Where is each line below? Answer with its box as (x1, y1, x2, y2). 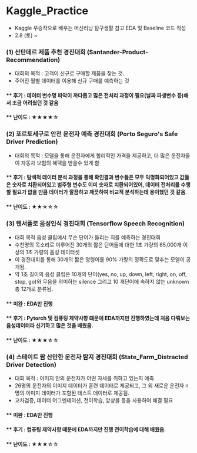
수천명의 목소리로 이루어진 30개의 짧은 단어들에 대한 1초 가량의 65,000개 (14, 241, 182, 248)
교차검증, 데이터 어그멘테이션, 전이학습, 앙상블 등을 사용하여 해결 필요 (14, 397, 173, 404)
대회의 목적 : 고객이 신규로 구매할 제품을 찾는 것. (14, 70, 125, 77)
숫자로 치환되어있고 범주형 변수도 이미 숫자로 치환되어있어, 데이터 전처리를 (12, 181, 181, 188)
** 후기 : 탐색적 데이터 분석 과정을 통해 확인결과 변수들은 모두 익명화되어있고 (6, 174, 179, 181)
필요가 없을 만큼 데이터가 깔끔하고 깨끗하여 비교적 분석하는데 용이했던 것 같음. (12, 189, 187, 196)
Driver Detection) (6, 360, 57, 369)
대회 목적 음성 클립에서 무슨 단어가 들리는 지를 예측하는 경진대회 (14, 234, 161, 241)
